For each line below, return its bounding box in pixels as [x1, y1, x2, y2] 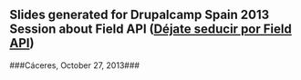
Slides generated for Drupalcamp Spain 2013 [9, 7, 270, 23]
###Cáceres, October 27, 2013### [9, 59, 140, 71]
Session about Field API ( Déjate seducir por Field [9, 22, 292, 37]
